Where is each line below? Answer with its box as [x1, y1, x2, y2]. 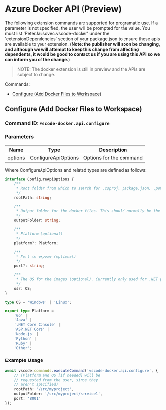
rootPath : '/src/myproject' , [14, 387, 74, 392]
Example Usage [5, 357, 43, 364]
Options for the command [83, 154, 143, 161]
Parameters [5, 133, 34, 140]
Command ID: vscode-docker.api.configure [5, 120, 110, 127]
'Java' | [14, 318, 32, 323]
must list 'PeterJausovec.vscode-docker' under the [5, 30, 110, 36]
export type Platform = [5, 308, 54, 313]
